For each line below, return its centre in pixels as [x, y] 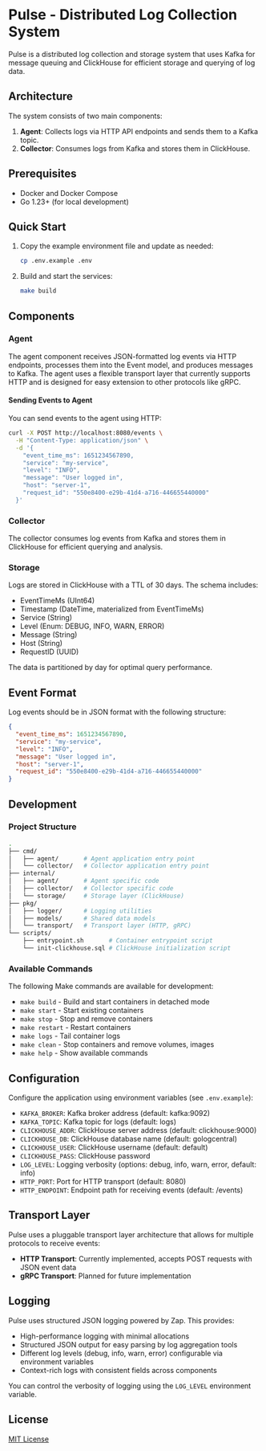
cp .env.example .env [56, 261]
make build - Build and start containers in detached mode [115, 1002]
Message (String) [48, 635]
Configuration [44, 1078]
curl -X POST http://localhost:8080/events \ [85, 433]
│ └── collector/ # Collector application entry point [109, 866]
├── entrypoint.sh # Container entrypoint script [118, 941]
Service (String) [46, 618]
